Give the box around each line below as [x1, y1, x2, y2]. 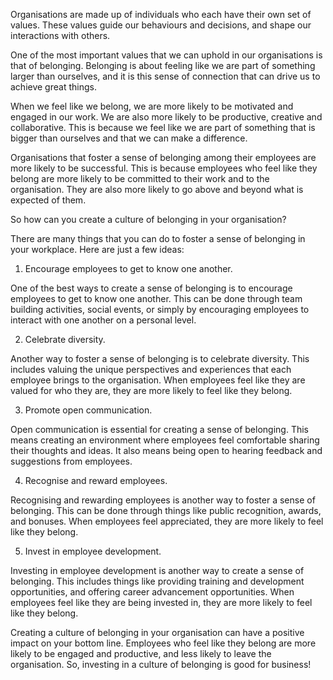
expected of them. [10, 194, 87, 206]
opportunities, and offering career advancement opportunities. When [10, 586, 295, 598]
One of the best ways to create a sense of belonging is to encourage [10, 282, 293, 294]
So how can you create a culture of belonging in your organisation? [10, 214, 287, 225]
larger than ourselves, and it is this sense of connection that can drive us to [10, 70, 321, 82]
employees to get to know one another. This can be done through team [10, 293, 303, 304]
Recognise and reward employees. [24, 475, 168, 486]
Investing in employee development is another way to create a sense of [10, 565, 305, 576]
